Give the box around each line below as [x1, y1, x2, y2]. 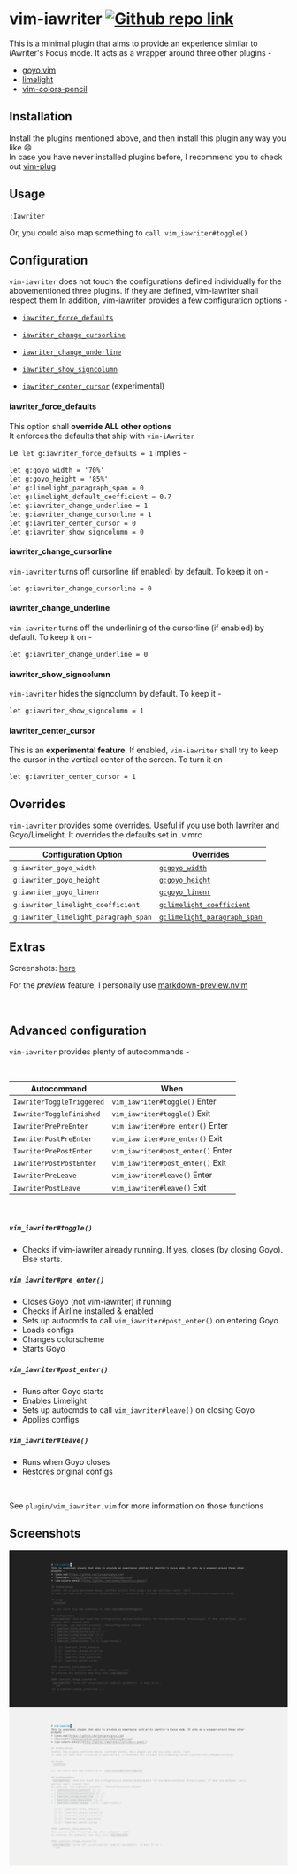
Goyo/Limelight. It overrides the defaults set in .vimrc [9, 829, 202, 840]
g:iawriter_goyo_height [12, 876, 101, 885]
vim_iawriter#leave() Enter [111, 1169, 213, 1181]
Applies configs [21, 1414, 80, 1424]
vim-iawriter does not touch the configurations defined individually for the [9, 276, 282, 287]
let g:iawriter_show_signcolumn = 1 [9, 706, 144, 716]
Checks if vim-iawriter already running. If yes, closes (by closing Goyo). [21, 1245, 284, 1255]
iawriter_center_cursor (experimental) [21, 381, 165, 391]
